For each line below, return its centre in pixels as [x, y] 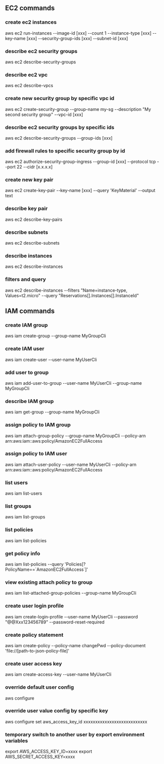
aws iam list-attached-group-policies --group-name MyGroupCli [71, 593]
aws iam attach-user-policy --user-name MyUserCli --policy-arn [71, 464]
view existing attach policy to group [49, 582]
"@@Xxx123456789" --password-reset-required [55, 622]
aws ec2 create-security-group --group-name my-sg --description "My [78, 109]
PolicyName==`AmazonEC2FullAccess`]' [47, 569]
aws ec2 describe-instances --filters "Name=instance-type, [66, 290]
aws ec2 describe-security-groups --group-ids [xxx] [59, 138]
